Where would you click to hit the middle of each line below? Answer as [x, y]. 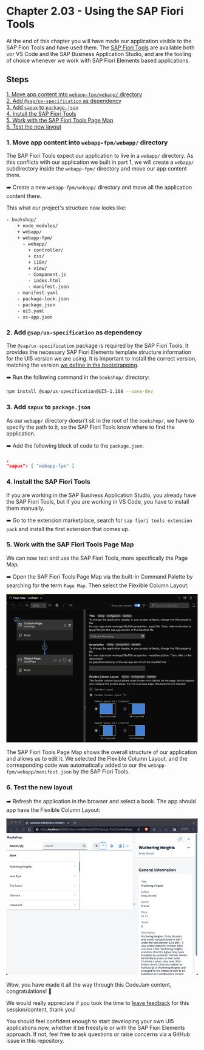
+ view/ [38, 269]
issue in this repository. [36, 1040]
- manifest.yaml [38, 293]
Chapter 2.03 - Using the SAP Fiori [95, 11]
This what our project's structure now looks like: [66, 208]
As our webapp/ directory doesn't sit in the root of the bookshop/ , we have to [100, 420]
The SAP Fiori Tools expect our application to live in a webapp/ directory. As [100, 156]
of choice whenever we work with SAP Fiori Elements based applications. [98, 60]
